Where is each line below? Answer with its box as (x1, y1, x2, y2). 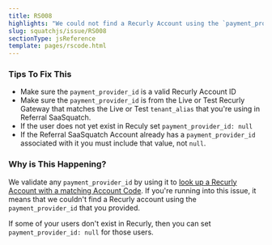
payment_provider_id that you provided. (8, 203, 140, 213)
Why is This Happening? (8, 158, 107, 170)
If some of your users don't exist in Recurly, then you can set (8, 218, 211, 228)
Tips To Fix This (8, 69, 72, 80)
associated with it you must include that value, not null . (19, 138, 206, 148)
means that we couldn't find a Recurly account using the (8, 194, 197, 204)
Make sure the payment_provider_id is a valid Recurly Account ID (19, 87, 236, 97)
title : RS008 (8, 11, 53, 20)
